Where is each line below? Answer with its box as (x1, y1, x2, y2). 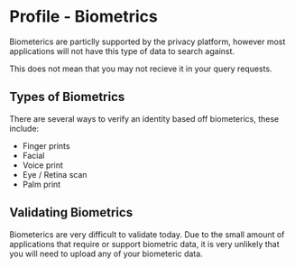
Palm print (22, 179, 61, 189)
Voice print (22, 160, 63, 171)
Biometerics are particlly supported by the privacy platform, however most (9, 36, 286, 47)
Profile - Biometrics (9, 6, 158, 27)
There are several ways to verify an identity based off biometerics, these (9, 113, 280, 124)
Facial (22, 150, 45, 161)
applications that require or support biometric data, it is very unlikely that (9, 238, 280, 249)
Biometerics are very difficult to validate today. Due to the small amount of (9, 228, 285, 240)
